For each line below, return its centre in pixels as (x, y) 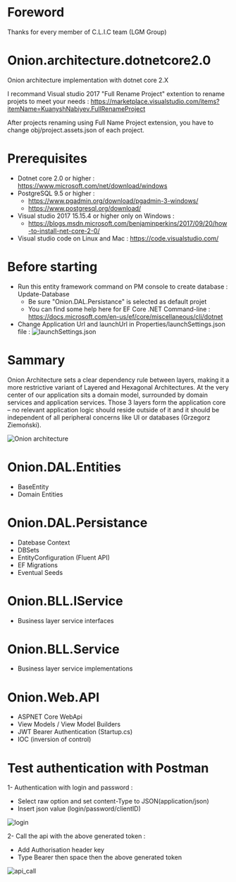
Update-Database (43, 294)
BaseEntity (33, 487)
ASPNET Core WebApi (50, 717)
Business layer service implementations (75, 668)
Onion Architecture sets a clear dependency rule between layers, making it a (118, 380)
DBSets (29, 550)
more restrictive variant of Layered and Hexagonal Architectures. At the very (118, 387)
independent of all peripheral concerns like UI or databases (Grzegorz (109, 417)
